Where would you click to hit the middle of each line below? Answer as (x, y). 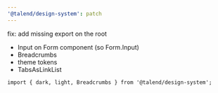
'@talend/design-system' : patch (54, 14)
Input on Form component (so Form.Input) (78, 47)
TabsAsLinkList (39, 69)
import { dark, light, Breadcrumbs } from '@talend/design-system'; (110, 82)
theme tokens (37, 62)
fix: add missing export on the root (57, 34)
